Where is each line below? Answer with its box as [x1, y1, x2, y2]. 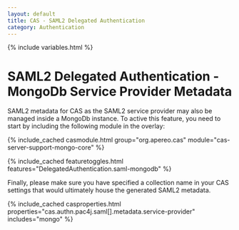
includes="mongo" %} [7, 215, 73, 224]
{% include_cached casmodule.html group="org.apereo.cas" [7, 136, 187, 145]
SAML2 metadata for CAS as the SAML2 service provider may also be [7, 107, 213, 115]
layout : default [7, 10, 56, 18]
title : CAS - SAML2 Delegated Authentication [7, 17, 145, 24]
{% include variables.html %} [7, 43, 93, 52]
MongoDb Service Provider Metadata [7, 83, 233, 100]
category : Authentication [7, 23, 84, 31]
